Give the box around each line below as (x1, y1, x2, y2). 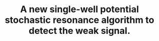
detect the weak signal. (28, 25, 131, 36)
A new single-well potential (20, 4, 139, 15)
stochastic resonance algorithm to (5, 14, 154, 26)
